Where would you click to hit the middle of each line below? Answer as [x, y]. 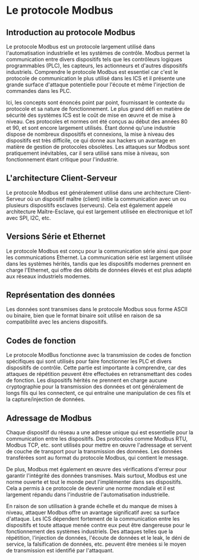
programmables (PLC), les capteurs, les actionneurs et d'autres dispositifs [97, 66]
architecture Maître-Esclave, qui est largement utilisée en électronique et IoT [99, 211]
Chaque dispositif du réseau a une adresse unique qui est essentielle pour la [100, 433]
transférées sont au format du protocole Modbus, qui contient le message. [97, 458]
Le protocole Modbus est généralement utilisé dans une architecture [90, 192]
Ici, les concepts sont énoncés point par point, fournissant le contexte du [96, 102]
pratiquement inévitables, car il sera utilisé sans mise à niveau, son [88, 153]
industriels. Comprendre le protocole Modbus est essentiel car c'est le [92, 72]
